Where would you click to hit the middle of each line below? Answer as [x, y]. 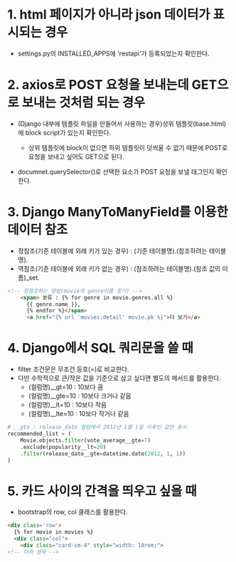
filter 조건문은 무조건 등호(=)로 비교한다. [73, 369]
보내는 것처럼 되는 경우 [84, 103]
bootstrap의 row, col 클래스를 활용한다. [73, 512]
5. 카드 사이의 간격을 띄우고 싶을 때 [102, 491]
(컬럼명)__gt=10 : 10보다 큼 [66, 387]
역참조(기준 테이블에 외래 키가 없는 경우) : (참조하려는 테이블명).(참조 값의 [119, 268]
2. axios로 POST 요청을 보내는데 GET [112, 85]
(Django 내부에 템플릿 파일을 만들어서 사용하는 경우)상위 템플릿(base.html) [122, 123]
